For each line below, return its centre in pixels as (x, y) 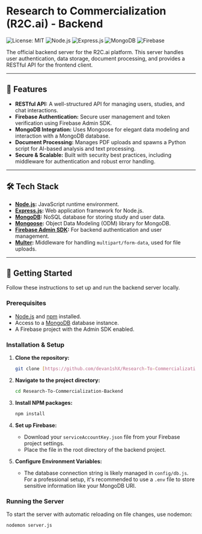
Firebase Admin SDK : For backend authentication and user (88, 229)
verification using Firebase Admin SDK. (63, 123)
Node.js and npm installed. (48, 316)
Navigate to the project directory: (57, 380)
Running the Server (35, 501)
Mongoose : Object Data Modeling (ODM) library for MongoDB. (93, 223)
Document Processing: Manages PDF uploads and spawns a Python (100, 142)
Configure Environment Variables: (58, 461)
